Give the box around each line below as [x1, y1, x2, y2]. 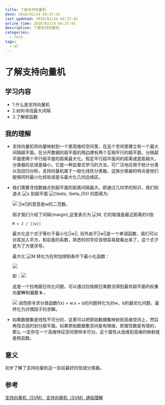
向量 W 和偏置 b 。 [12, 289, 48, 295]
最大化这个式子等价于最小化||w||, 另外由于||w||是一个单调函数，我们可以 [12, 231, 158, 236]
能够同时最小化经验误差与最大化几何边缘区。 [12, 174, 103, 180]
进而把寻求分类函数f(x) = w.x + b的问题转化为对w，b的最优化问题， [18, 300, 155, 306]
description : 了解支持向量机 [5, 26, 60, 30]
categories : [5, 30, 29, 35]
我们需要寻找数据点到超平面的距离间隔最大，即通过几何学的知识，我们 [12, 185, 155, 191]
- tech [9, 35, 23, 40]
